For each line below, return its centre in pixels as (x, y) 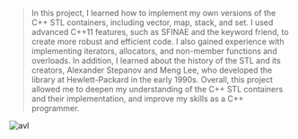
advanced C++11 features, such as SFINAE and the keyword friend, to (160, 32)
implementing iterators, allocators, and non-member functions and (154, 51)
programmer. (55, 108)
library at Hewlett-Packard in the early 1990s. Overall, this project (152, 79)
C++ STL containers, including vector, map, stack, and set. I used (152, 22)
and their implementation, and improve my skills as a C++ (137, 99)
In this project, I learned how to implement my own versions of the (153, 13)
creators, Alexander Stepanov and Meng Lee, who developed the (152, 70)
